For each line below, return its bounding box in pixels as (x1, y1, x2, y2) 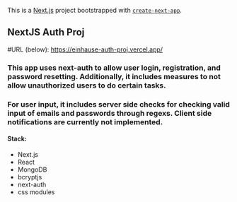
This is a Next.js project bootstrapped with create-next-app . (7, 6, 183, 14)
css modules (17, 187, 55, 196)
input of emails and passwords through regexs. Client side (7, 108, 212, 118)
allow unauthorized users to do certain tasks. (7, 81, 166, 90)
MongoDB (17, 165, 47, 174)
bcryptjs (17, 172, 42, 181)
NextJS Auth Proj (7, 26, 85, 38)
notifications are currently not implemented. (7, 117, 163, 126)
